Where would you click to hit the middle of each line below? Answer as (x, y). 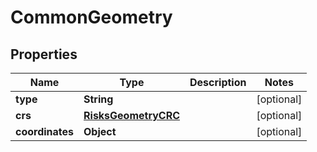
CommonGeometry (91, 17)
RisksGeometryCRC (131, 115)
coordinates (45, 131)
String (98, 99)
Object (100, 131)
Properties (44, 54)
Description (218, 82)
